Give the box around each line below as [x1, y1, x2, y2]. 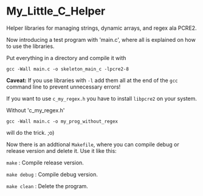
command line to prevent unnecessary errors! [6, 83, 121, 90]
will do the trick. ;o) [6, 129, 55, 136]
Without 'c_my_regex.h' [6, 106, 65, 113]
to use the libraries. [6, 42, 55, 50]
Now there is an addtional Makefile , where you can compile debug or [6, 141, 179, 148]
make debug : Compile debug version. [6, 171, 98, 178]
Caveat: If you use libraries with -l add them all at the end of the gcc [6, 76, 178, 84]
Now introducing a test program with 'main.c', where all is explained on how [6, 36, 196, 43]
